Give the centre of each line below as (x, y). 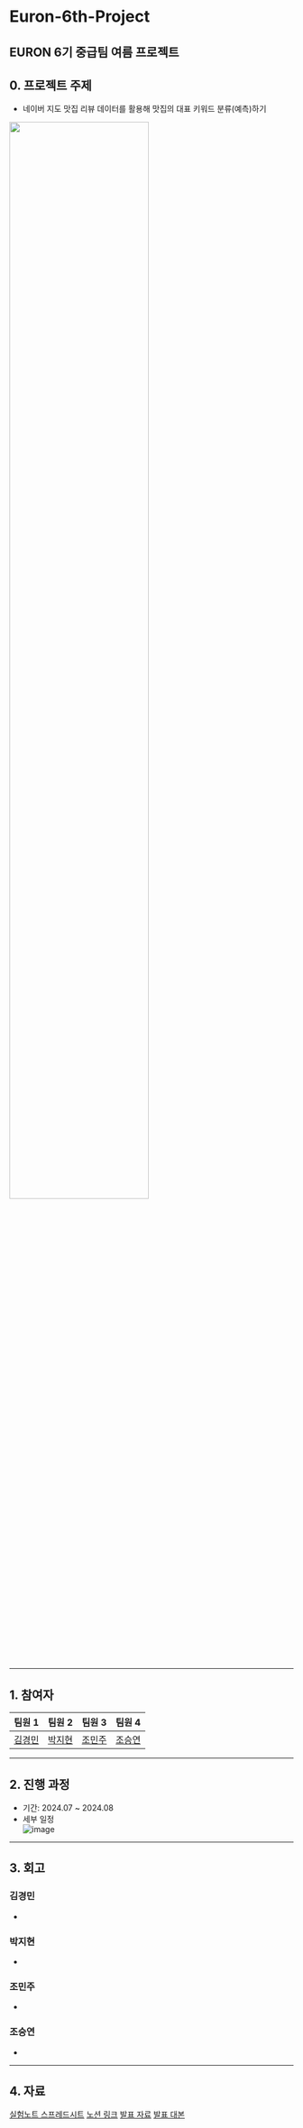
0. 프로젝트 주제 (50, 85)
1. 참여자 (32, 1695)
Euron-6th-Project (80, 17)
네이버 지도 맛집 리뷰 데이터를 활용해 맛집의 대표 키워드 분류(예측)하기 (144, 109)
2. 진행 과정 (40, 1784)
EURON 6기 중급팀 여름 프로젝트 (94, 52)
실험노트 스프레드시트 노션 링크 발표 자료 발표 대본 (97, 2114)
